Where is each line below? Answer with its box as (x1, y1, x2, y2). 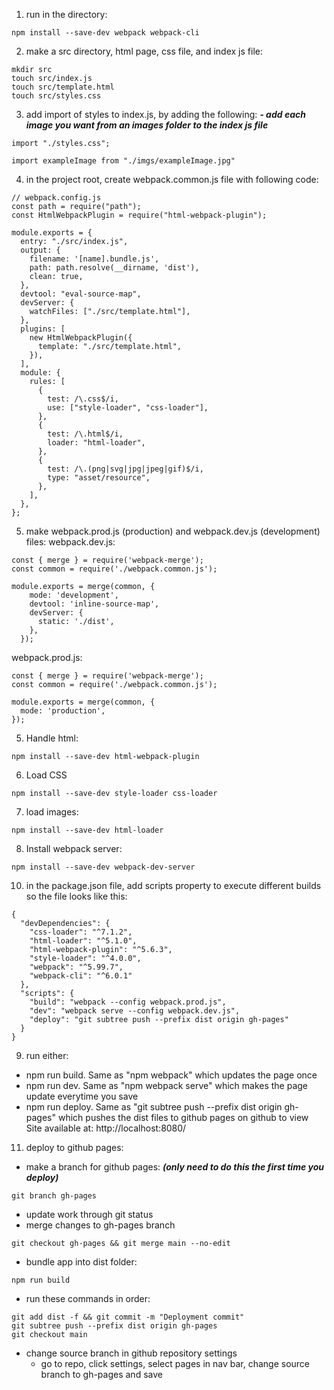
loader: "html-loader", (47, 438, 146, 448)
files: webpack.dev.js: (25, 536, 116, 548)
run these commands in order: (25, 1293, 151, 1304)
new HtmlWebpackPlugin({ (29, 333, 133, 343)
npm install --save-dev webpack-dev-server (11, 862, 196, 872)
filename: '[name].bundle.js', (29, 254, 160, 264)
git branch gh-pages (11, 1191, 98, 1201)
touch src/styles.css (11, 91, 102, 101)
